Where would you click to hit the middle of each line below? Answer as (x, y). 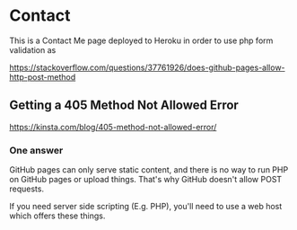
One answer (36, 150)
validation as (33, 49)
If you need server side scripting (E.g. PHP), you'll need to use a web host (146, 207)
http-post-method (43, 76)
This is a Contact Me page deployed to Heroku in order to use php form (141, 40)
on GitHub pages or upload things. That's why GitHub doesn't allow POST (146, 180)
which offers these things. (57, 216)
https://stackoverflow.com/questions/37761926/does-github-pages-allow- (147, 67)
